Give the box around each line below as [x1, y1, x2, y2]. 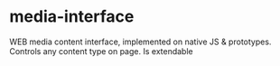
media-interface [9, 6, 135, 27]
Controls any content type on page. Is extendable [9, 45, 193, 56]
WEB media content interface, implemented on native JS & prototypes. [9, 36, 272, 47]
